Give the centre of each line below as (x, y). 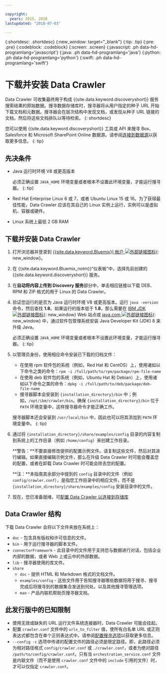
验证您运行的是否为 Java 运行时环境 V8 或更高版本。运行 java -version (85, 302)
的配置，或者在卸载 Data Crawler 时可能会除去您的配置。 (70, 463)
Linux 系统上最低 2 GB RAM (40, 222)
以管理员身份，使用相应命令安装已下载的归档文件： (64, 354)
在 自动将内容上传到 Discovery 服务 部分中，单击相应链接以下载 (76, 285)
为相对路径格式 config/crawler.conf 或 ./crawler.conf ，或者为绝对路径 (85, 648)
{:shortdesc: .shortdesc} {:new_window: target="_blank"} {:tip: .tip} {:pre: (80, 42)
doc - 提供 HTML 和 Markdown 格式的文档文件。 (69, 574)
